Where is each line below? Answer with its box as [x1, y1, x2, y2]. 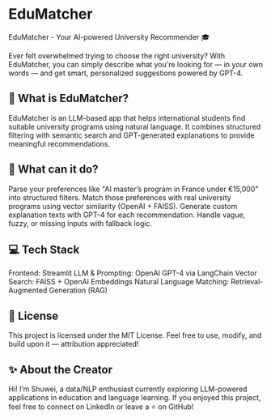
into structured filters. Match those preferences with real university [8, 192, 232, 203]
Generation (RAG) [49, 285, 108, 296]
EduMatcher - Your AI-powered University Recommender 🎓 [8, 32, 210, 41]
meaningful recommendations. [8, 139, 111, 148]
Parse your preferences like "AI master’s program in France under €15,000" [8, 184, 259, 194]
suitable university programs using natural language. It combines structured [8, 122, 261, 131]
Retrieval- [230, 277, 264, 287]
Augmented [8, 285, 48, 296]
